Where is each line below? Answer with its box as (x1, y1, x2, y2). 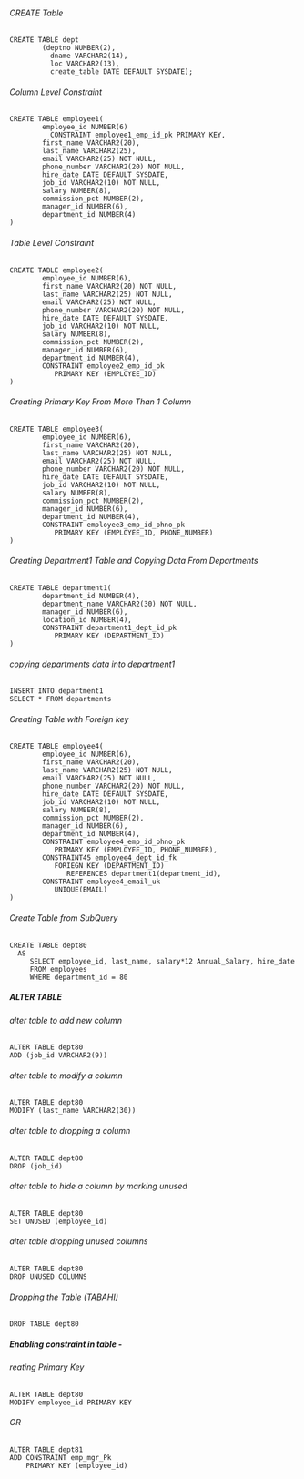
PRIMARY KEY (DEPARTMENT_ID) (54, 631, 166, 641)
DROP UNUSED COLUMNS (9, 1272, 88, 1281)
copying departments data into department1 (9, 658, 176, 669)
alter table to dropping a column (9, 1126, 131, 1136)
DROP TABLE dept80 (9, 1320, 79, 1329)
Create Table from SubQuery (9, 913, 118, 923)
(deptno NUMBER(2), (42, 44, 117, 53)
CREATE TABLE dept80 (9, 941, 88, 950)
